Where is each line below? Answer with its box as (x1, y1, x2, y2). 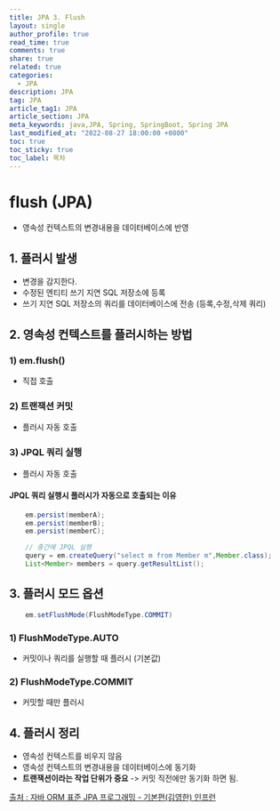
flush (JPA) (9, 192, 93, 212)
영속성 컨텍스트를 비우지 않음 (21, 751, 123, 761)
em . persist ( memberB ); (25, 518, 105, 527)
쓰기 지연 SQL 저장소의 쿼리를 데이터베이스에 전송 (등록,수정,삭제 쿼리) (21, 299, 267, 309)
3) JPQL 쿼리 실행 (9, 446, 83, 459)
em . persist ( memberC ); (25, 526, 105, 536)
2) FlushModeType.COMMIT (9, 675, 134, 687)
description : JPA (9, 87, 74, 96)
